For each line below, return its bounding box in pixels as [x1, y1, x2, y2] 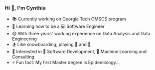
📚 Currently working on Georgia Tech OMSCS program [11, 16, 126, 22]
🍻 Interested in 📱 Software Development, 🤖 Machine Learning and [11, 49, 147, 55]
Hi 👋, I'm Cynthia [4, 4, 46, 11]
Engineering [11, 36, 37, 42]
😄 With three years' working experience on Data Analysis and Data [11, 31, 151, 37]
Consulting [11, 54, 34, 60]
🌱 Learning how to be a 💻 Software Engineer [11, 23, 105, 29]
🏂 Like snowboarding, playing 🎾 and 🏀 [11, 42, 91, 48]
